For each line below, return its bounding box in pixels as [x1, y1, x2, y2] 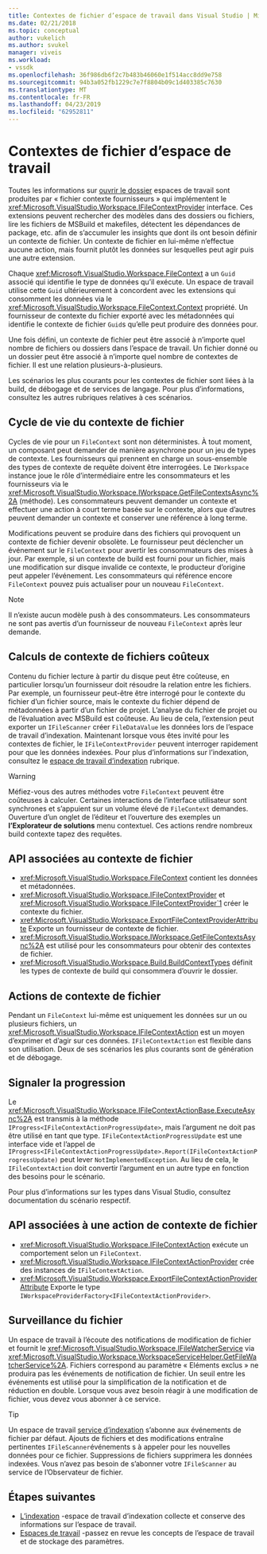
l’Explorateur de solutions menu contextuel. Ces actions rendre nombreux [8, 820, 253, 830]
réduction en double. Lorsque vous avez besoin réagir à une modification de [8, 1385, 258, 1395]
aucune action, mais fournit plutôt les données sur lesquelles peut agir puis [8, 245, 254, 254]
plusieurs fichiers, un [8, 1019, 77, 1028]
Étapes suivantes [8, 1490, 96, 1504]
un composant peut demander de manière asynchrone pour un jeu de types [8, 445, 257, 455]
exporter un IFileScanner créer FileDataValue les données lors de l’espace [8, 722, 254, 731]
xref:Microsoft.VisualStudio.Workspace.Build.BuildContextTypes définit [19, 957, 253, 968]
